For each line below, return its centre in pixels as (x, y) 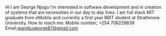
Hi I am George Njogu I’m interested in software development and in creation (83, 7)
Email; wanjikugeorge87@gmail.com (42, 28)
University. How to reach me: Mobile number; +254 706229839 (70, 23)
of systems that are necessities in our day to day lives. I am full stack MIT (80, 12)
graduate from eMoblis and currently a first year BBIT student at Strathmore (83, 18)
